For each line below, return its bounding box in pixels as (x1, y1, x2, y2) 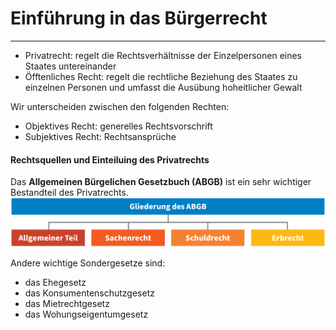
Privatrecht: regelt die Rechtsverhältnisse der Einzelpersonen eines (24, 49, 303, 61)
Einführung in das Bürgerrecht (10, 7, 268, 30)
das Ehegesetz (24, 276, 87, 288)
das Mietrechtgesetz (24, 297, 110, 309)
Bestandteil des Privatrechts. (10, 187, 129, 199)
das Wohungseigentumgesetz (24, 308, 149, 320)
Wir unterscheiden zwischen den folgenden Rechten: (10, 100, 230, 112)
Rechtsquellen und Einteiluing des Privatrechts (10, 153, 210, 166)
